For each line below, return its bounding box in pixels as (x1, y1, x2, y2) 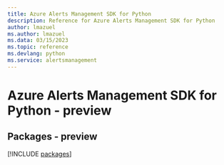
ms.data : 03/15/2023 (7, 37, 69, 44)
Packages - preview (7, 131, 98, 143)
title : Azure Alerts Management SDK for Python (7, 10, 152, 18)
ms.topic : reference (7, 43, 69, 50)
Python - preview (7, 102, 112, 118)
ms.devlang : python (7, 50, 66, 58)
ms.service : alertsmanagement (7, 57, 98, 64)
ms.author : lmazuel (7, 30, 66, 38)
